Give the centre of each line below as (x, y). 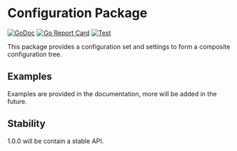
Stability (26, 124)
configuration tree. (35, 54)
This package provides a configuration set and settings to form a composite (119, 46)
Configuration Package (77, 13)
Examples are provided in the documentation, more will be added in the (112, 93)
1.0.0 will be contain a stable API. (56, 141)
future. (17, 101)
